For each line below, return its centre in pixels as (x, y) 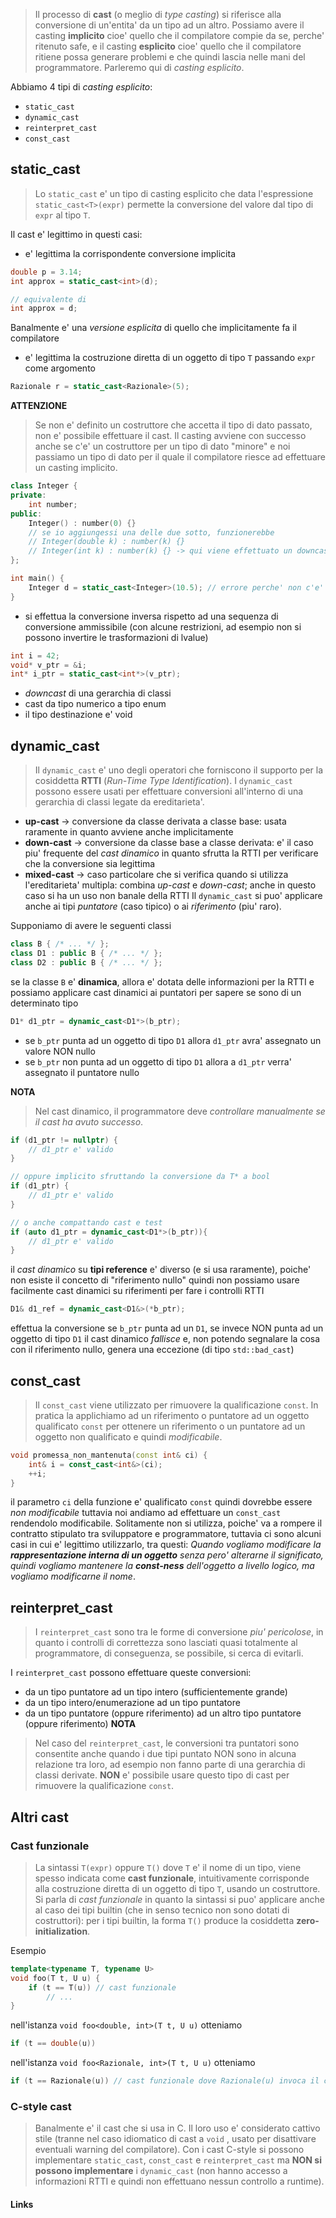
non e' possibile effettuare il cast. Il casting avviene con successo (170, 436)
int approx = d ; (44, 309)
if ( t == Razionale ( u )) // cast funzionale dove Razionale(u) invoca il (165, 2081)
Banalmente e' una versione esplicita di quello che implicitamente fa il (153, 328)
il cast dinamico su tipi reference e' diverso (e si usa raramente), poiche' (161, 1270)
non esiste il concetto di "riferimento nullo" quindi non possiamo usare (155, 1280)
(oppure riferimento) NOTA (80, 1724)
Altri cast (39, 1817)
